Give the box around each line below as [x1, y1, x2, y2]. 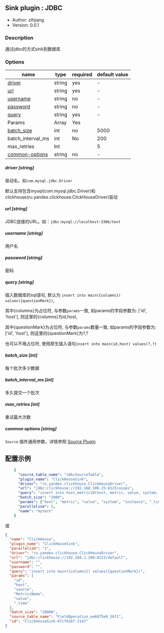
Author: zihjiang [12, 17, 44, 23]
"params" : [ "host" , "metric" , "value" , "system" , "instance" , [18, 499, 147, 505]
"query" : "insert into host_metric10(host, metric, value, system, [18, 491, 159, 495]
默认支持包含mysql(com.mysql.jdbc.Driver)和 [5, 188, 96, 194]
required [72, 71, 93, 78]
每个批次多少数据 [5, 365, 40, 371]
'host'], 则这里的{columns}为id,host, [5, 314, 78, 320]
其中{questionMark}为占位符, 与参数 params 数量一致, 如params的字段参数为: [5, 324, 156, 330]
